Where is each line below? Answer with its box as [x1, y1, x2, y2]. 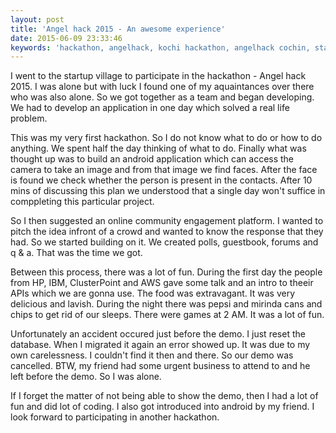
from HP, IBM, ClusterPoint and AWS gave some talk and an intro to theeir [10, 277, 314, 289]
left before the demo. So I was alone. [10, 371, 162, 383]
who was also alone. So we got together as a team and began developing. [10, 91, 315, 103]
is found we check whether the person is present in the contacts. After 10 [10, 174, 313, 186]
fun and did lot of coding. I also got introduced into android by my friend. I [10, 401, 315, 413]
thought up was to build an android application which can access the [10, 153, 295, 165]
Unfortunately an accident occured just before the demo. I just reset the [10, 328, 306, 340]
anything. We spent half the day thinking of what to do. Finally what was [10, 142, 307, 155]
